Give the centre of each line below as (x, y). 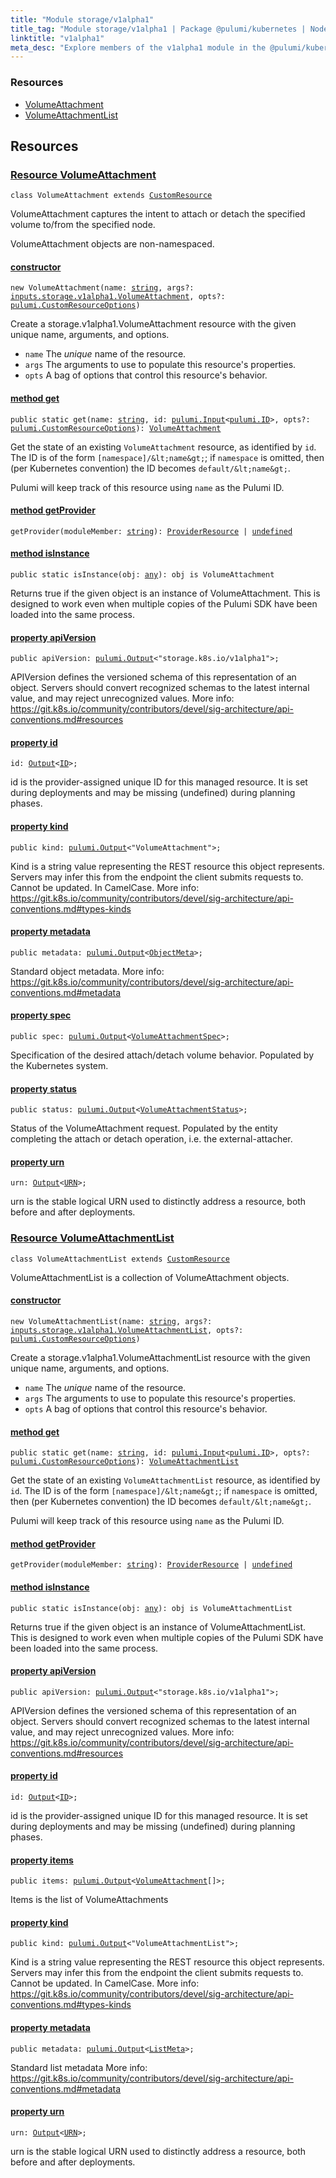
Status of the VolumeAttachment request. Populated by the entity (144, 1128)
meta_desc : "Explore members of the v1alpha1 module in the (138, 47)
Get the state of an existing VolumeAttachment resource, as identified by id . (163, 447)
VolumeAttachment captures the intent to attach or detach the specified (158, 214)
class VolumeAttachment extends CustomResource (111, 196)
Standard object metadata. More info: (87, 971)
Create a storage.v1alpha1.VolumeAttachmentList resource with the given (160, 1357)
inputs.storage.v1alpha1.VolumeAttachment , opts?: (118, 297)
